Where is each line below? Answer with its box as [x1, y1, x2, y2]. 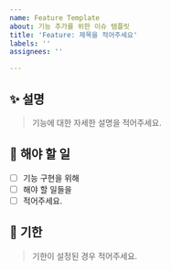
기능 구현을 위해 [22, 172, 80, 183]
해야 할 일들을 [22, 183, 72, 194]
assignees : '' [9, 47, 64, 57]
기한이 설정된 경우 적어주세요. [31, 250, 138, 261]
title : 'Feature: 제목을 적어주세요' [9, 30, 138, 39]
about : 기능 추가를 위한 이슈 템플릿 [9, 22, 131, 31]
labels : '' [9, 38, 51, 48]
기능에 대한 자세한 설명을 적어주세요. [31, 117, 162, 128]
